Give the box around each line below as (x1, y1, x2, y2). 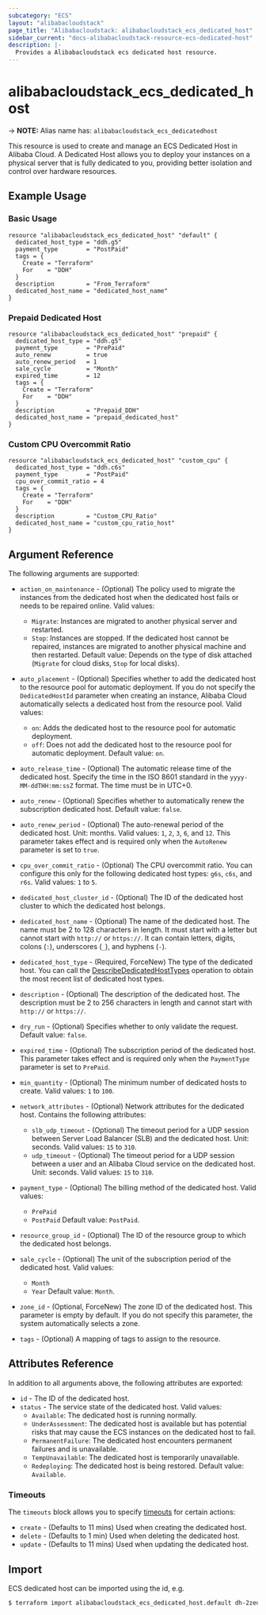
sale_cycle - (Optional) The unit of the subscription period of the (19, 1255, 231, 1264)
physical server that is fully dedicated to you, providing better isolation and (8, 158, 253, 167)
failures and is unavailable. (31, 1444, 119, 1453)
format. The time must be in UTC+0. (74, 781, 192, 790)
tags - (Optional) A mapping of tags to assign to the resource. (19, 1334, 221, 1344)
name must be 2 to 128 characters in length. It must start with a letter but (19, 925, 257, 935)
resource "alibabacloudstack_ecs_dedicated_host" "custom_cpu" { (8, 457, 228, 465)
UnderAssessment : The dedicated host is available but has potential (31, 1418, 247, 1429)
